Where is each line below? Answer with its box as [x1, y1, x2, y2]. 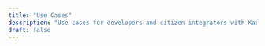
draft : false [8, 26, 51, 34]
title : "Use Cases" [8, 11, 73, 19]
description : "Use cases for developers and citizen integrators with [8, 19, 245, 27]
